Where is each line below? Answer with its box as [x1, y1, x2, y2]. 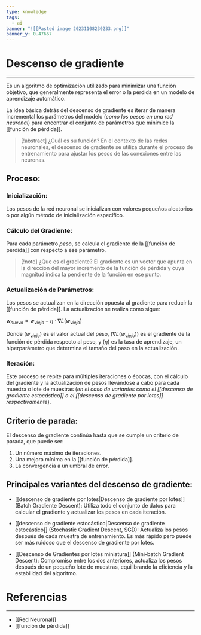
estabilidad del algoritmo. [14, 569, 78, 576]
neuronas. [20, 156, 46, 163]
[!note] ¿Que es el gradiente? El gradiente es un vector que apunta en [20, 258, 193, 265]
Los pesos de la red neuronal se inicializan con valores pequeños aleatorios [6, 205, 193, 212]
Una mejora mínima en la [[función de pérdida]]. [14, 456, 133, 463]
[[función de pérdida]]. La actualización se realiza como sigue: [6, 306, 160, 313]
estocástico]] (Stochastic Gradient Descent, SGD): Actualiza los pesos [14, 526, 188, 533]
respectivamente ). [6, 399, 51, 406]
